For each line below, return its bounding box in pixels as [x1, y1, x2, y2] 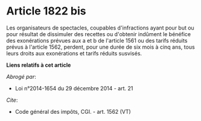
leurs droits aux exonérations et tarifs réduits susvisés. [6, 49, 142, 57]
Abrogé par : [6, 73, 36, 80]
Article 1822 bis [6, 4, 86, 18]
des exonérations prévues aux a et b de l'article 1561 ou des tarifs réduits [6, 37, 188, 44]
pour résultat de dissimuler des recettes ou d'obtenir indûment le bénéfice [6, 30, 191, 37]
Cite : [6, 96, 18, 104]
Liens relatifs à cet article [6, 61, 71, 69]
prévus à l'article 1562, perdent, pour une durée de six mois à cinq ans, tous [6, 43, 195, 51]
